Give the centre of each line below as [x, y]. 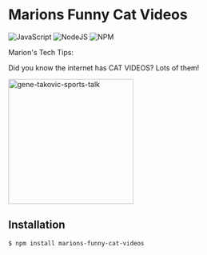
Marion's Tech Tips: [41, 52]
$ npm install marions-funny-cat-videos [77, 243]
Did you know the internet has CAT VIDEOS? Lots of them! [104, 68]
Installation [37, 225]
